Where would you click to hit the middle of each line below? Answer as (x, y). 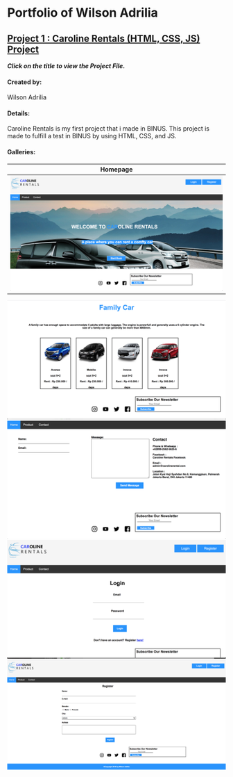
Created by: (25, 82)
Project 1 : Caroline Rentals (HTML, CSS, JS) (104, 39)
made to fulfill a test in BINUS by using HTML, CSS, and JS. (92, 136)
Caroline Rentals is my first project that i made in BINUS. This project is (109, 129)
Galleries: (21, 152)
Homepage (116, 170)
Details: (18, 113)
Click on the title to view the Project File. (66, 66)
